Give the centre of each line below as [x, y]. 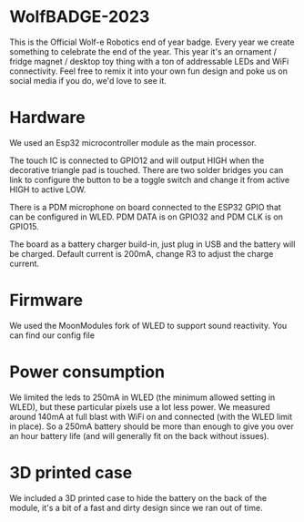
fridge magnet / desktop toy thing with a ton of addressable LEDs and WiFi [149, 61]
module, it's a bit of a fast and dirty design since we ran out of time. [136, 507]
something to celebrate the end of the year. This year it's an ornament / [143, 51]
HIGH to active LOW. [48, 189]
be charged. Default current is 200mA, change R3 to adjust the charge [142, 253]
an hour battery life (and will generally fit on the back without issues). [140, 435]
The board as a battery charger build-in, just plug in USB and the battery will [152, 244]
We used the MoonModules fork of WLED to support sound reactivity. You [148, 325]
